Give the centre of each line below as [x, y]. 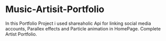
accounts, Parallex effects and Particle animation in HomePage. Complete [83, 28]
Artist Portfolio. [21, 34]
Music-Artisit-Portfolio [55, 9]
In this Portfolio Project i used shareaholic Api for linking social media [78, 23]
